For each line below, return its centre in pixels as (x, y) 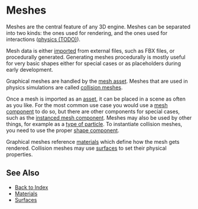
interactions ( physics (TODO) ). (43, 39)
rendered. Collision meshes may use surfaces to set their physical (86, 148)
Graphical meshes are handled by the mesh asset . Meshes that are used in (97, 81)
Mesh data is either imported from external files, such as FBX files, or (90, 50)
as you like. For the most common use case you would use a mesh (87, 105)
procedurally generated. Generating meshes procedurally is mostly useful (96, 57)
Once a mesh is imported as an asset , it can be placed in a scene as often (96, 99)
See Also (23, 173)
